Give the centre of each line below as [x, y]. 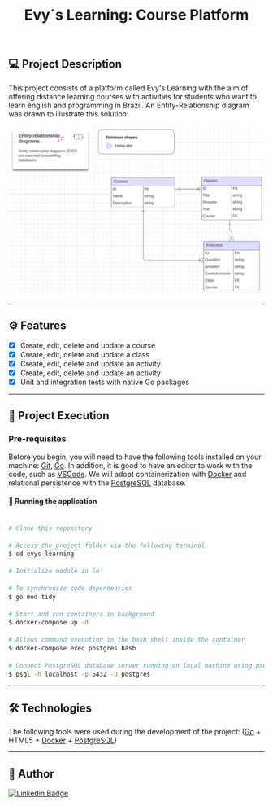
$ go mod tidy [32, 597]
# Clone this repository [50, 528]
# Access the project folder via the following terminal [107, 545]
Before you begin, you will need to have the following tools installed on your [135, 457]
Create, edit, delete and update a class [85, 354]
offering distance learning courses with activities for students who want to [133, 96]
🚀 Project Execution [59, 416]
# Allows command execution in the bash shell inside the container [127, 640]
